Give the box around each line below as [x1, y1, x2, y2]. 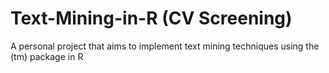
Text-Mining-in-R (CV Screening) [10, 7, 293, 30]
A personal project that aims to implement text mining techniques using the [10, 40, 320, 52]
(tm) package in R [10, 50, 84, 62]
